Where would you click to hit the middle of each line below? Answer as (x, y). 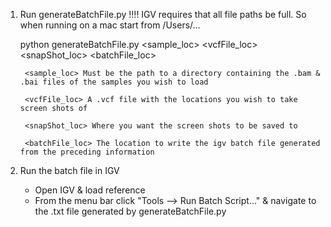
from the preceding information (87, 152)
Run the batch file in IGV (69, 170)
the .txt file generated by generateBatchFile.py (130, 211)
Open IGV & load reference (90, 190)
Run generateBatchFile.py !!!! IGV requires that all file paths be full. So (163, 14)
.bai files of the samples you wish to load (114, 82)
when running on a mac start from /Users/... (110, 25)
